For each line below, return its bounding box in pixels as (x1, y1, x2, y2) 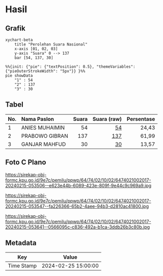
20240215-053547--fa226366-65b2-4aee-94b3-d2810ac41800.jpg (5, 203, 149, 209)
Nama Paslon (21, 115, 55, 122)
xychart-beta (5, 37, 33, 42)
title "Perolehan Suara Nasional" (14, 42, 88, 47)
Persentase (126, 115, 155, 122)
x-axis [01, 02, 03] (14, 46, 58, 52)
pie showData (5, 73, 33, 78)
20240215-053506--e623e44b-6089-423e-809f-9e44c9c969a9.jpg (5, 182, 152, 188)
